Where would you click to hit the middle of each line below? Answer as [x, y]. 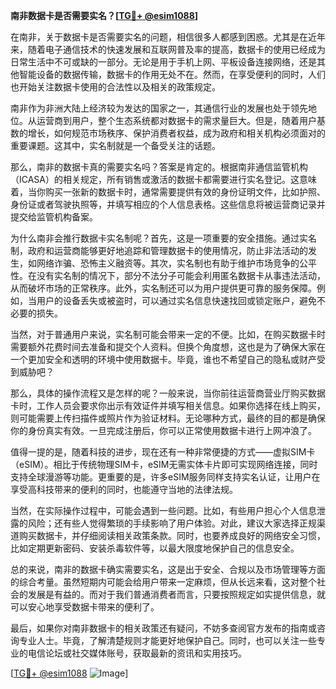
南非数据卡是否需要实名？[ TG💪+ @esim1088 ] [104, 15]
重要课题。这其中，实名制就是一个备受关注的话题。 [115, 145]
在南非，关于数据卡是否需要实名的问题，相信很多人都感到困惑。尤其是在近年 [168, 37]
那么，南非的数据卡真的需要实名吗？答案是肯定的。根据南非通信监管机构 [159, 167]
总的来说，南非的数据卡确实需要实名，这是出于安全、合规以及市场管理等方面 [168, 569]
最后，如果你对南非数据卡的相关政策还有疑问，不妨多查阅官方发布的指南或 [163, 628]
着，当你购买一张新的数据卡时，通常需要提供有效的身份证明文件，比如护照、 [168, 192]
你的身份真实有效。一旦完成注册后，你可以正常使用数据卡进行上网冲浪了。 [163, 430]
